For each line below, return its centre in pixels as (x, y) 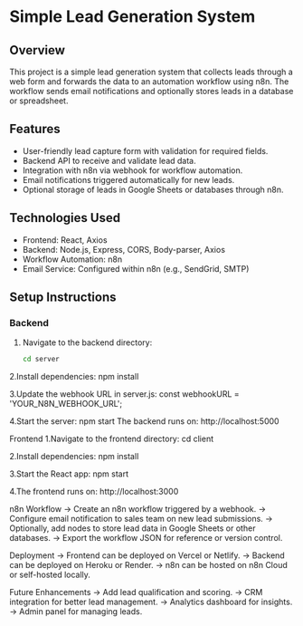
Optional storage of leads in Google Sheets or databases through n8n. (153, 189)
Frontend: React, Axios (65, 240)
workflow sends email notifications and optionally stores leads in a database (151, 91)
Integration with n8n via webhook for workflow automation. (133, 170)
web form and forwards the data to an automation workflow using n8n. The (149, 82)
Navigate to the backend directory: (87, 342)
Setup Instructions (63, 298)
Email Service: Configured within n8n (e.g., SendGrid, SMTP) (136, 268)
